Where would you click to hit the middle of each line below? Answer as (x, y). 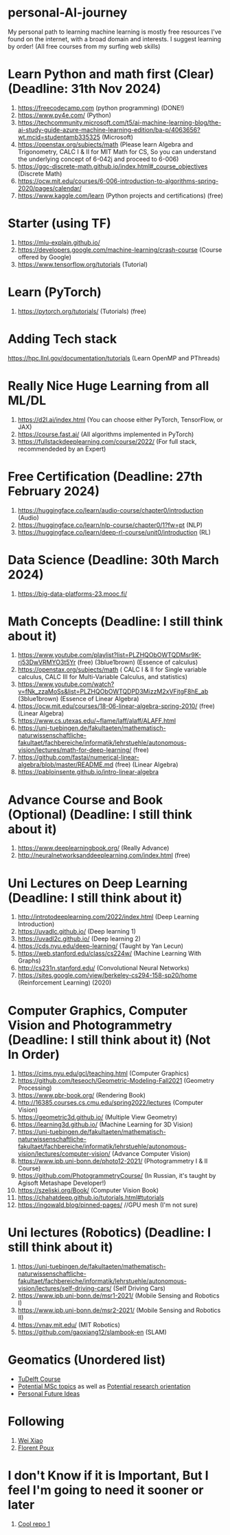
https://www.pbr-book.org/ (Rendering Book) (82, 1095)
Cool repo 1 (34, 1524)
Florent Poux (36, 1448)
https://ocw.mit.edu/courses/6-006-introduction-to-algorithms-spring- (118, 181)
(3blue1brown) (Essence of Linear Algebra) (78, 699)
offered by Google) (44, 257)
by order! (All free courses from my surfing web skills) (84, 46)
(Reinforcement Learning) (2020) (65, 983)
